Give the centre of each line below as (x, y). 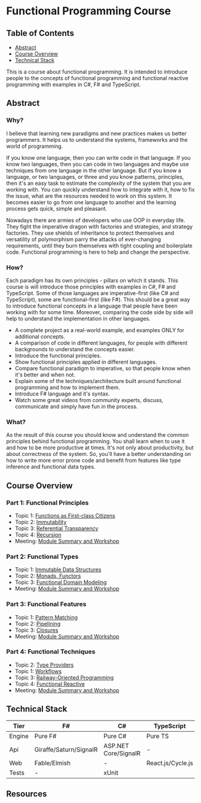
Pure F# (45, 736)
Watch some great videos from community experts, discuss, (89, 400)
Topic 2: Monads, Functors (48, 576)
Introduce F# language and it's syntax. (62, 394)
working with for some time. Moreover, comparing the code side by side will (100, 312)
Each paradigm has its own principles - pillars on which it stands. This (92, 280)
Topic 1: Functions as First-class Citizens (65, 515)
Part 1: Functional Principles (48, 503)
